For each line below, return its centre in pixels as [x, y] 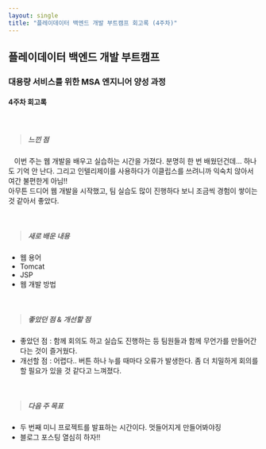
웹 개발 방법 [38, 284]
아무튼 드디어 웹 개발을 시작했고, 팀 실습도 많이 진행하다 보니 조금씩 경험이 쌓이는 [133, 191]
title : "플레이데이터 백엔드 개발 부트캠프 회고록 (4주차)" [93, 23]
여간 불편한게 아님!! [38, 180]
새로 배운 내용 [48, 236]
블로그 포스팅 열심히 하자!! [60, 437]
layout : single [33, 15]
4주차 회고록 [28, 102]
